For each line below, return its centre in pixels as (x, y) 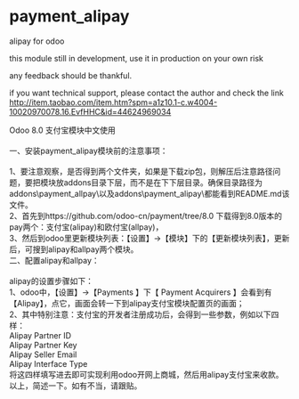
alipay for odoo (37, 41)
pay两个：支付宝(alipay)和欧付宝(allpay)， (86, 227)
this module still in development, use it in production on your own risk (137, 58)
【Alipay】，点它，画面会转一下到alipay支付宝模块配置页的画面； (127, 303)
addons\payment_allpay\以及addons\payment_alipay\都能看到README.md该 (149, 193)
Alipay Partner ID (40, 335)
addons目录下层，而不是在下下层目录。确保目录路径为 (163, 182)
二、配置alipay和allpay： (54, 260)
